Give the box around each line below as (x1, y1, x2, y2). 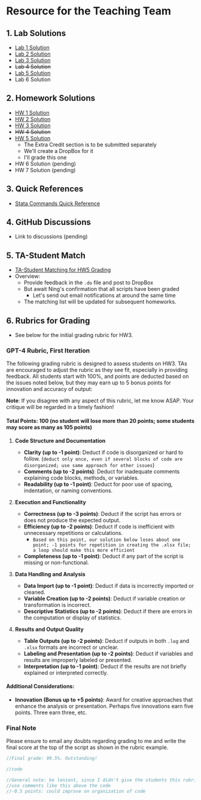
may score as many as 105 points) (6, 423, 93, 431)
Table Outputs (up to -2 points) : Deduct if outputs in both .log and (23, 637, 190, 644)
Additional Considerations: (6, 682, 75, 690)
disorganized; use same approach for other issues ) (23, 461, 155, 468)
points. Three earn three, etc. (14, 709, 87, 716)
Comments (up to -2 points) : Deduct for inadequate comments (23, 468, 180, 475)
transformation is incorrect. (23, 601, 92, 608)
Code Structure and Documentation (14, 437, 106, 444)
